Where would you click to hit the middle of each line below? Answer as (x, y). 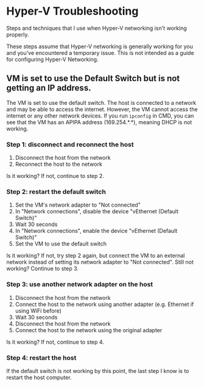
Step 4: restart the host (41, 358)
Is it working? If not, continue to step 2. (55, 176)
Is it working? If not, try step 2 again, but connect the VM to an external (96, 256)
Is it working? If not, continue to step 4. (55, 342)
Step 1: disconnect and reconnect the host (70, 144)
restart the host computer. (39, 377)
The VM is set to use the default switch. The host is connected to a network (101, 102)
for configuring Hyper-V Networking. (52, 59)
